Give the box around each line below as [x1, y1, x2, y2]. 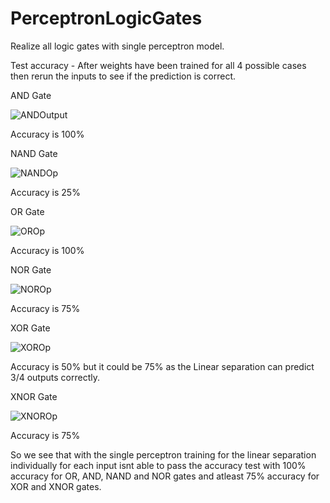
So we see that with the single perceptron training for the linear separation [10, 448, 317, 461]
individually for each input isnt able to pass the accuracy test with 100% [10, 459, 307, 471]
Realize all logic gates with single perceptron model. [10, 40, 225, 52]
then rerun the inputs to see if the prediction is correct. [10, 70, 237, 82]
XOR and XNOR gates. [10, 480, 102, 492]
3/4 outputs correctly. [10, 371, 100, 383]
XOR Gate [10, 322, 51, 334]
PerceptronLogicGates [10, 7, 203, 30]
